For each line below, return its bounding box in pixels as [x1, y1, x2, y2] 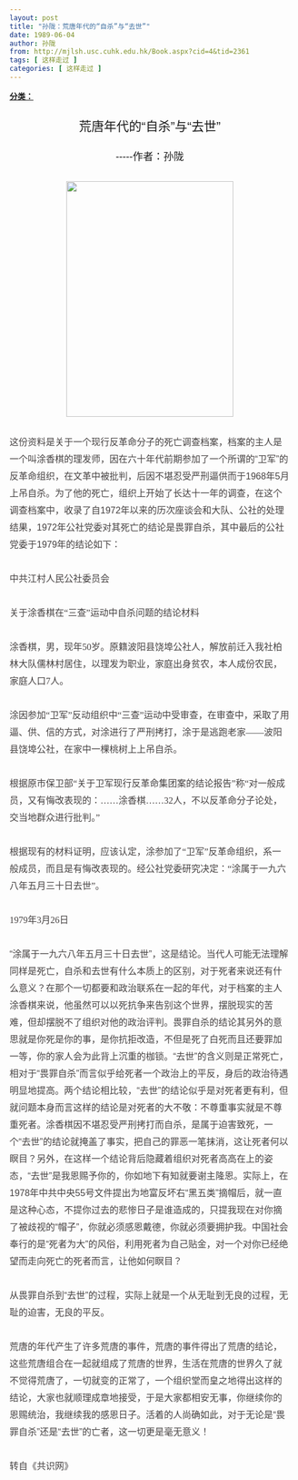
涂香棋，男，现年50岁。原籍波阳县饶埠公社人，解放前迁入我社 [9, 641, 274, 652]
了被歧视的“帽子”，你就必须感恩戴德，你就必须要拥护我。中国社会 [9, 1222, 289, 1232]
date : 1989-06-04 [9, 30, 75, 39]
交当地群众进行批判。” [9, 812, 101, 823]
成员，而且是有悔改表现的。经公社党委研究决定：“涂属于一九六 [18, 863, 287, 874]
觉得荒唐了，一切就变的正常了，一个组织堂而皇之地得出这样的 [18, 1375, 283, 1386]
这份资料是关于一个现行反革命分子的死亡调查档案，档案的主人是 [9, 436, 283, 447]
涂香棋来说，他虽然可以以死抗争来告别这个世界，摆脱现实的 [9, 999, 265, 1010]
